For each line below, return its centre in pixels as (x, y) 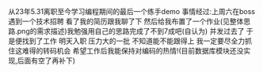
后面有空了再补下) (46, 60)
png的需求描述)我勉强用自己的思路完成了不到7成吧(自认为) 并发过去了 (131, 31)
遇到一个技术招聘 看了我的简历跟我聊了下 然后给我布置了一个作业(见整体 (126, 21)
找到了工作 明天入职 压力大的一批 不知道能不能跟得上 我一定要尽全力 (133, 41)
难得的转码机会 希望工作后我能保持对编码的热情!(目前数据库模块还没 (133, 51)
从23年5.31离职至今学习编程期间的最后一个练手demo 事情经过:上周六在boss (132, 11)
